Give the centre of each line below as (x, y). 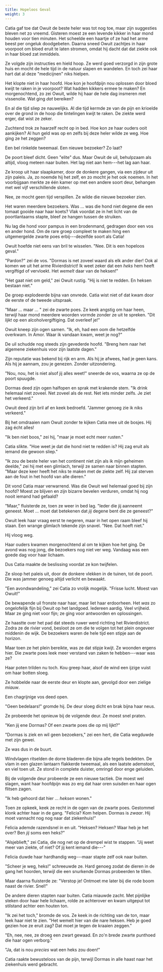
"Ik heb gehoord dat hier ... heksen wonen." (49, 798)
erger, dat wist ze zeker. (29, 118)
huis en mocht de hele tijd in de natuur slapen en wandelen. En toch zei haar (81, 68)
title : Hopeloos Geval (28, 10)
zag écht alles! (20, 428)
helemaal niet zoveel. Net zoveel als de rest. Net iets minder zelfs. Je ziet (78, 393)
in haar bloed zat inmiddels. (33, 54)
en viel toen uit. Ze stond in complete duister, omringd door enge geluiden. (80, 769)
